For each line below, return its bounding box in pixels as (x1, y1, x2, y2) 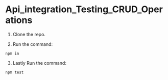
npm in (5, 51, 19, 56)
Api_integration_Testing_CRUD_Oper (5, 4, 163, 15)
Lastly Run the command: (12, 60, 66, 66)
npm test (5, 70, 24, 75)
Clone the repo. (12, 31, 46, 37)
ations (5, 14, 33, 26)
